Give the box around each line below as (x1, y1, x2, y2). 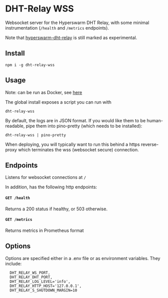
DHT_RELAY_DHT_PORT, (10, 274, 53, 279)
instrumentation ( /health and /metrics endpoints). (5, 25, 109, 31)
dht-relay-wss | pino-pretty (5, 132, 66, 138)
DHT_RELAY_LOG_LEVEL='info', (10, 279, 71, 284)
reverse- (140, 141, 159, 147)
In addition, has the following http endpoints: (5, 184, 97, 190)
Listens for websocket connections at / (5, 174, 86, 180)
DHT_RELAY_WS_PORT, (10, 270, 51, 275)
